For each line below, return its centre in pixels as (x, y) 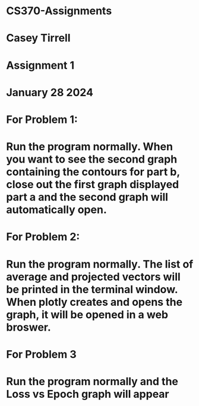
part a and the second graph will (87, 197)
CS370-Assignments (59, 11)
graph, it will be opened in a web (87, 314)
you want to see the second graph (92, 159)
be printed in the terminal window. (92, 289)
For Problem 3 (42, 354)
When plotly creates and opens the (94, 302)
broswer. (29, 327)
